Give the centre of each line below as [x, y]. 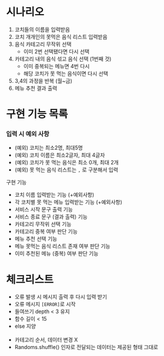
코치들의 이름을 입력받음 [42, 29]
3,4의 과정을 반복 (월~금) [43, 80]
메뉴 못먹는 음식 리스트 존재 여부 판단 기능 [62, 246]
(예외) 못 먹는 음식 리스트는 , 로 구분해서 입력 [66, 170]
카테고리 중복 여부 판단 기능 [46, 231]
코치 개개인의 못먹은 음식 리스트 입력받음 [61, 36]
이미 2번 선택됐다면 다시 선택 [56, 51]
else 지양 [25, 326]
